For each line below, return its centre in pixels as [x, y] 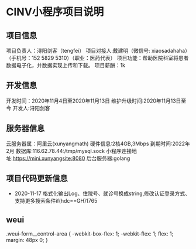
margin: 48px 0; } [27, 240]
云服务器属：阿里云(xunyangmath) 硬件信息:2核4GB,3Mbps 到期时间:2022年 [98, 144]
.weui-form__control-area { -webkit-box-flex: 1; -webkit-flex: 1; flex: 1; [90, 234]
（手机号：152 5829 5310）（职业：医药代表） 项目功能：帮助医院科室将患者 [97, 58]
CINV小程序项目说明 [55, 12]
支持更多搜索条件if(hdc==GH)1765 [56, 201]
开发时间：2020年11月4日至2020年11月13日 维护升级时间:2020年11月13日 [94, 101]
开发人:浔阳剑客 [31, 108]
